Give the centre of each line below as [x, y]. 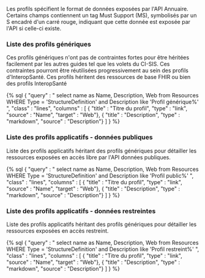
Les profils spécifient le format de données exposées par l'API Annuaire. [97, 9]
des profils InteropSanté [37, 84]
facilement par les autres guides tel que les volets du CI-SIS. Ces [88, 64]
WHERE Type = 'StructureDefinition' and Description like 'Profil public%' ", [100, 175]
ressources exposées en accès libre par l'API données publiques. [89, 157]
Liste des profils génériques [49, 44]
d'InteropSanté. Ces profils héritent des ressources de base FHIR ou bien [99, 77]
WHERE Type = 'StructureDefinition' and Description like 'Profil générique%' [102, 102]
